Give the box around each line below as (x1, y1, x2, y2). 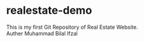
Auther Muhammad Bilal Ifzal (6, 29, 78, 37)
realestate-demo (6, 4, 92, 17)
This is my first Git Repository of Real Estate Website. (6, 23, 139, 31)
